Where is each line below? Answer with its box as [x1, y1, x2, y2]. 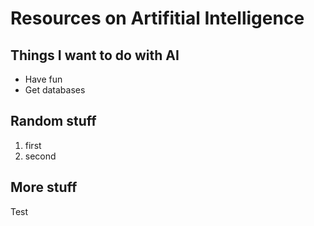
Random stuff [10, 113, 97, 130]
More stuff [10, 179, 78, 196]
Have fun [24, 73, 63, 85]
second [24, 150, 57, 162]
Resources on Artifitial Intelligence [10, 7, 305, 30]
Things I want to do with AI [10, 47, 180, 64]
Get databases [24, 84, 86, 96]
